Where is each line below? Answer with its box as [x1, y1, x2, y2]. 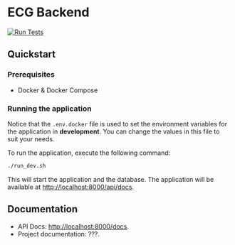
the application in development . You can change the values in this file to [7, 127, 220, 136]
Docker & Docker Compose [17, 86, 98, 94]
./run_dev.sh [7, 162, 46, 169]
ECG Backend [7, 4, 90, 21]
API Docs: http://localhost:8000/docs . [17, 222, 130, 231]
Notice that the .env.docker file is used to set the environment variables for [7, 119, 228, 128]
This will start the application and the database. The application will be [7, 175, 214, 183]
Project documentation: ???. [17, 229, 100, 238]
